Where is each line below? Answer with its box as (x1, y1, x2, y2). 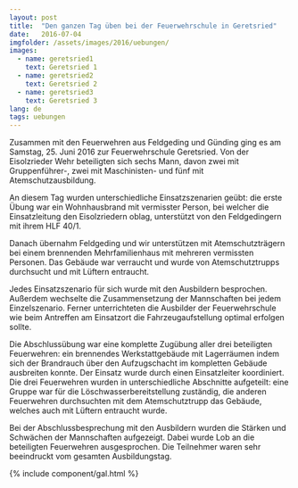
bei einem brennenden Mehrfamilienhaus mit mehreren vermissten (9, 247, 254, 259)
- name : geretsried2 (17, 71, 94, 80)
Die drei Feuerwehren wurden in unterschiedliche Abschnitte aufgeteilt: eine (9, 376, 289, 388)
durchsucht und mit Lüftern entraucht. (9, 267, 150, 277)
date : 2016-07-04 (9, 29, 82, 38)
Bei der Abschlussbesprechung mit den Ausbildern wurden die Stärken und (9, 423, 287, 434)
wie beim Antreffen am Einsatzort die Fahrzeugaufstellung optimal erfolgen (9, 312, 286, 323)
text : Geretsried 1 (25, 63, 98, 72)
